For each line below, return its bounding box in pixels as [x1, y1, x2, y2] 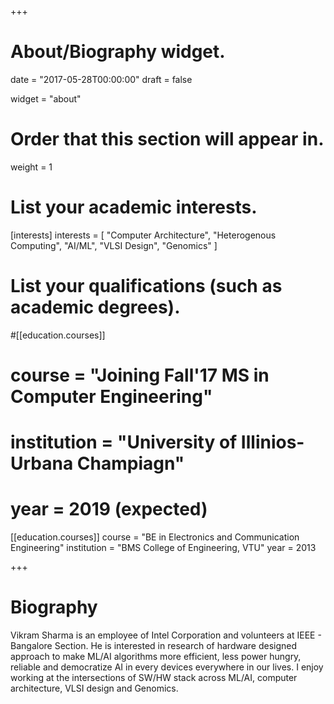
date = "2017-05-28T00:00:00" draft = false [10, 73, 193, 85]
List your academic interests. [10, 196, 258, 219]
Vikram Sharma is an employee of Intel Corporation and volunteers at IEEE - [10, 629, 322, 641]
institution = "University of [10, 431, 238, 454]
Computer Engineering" [10, 385, 213, 408]
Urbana [10, 452, 74, 475]
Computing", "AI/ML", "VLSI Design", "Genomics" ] [10, 239, 218, 251]
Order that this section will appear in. [10, 128, 325, 151]
